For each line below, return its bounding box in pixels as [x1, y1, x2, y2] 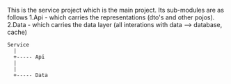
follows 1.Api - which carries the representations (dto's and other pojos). [7, 13, 215, 22]
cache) [7, 28, 28, 36]
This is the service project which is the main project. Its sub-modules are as [7, 6, 225, 14]
